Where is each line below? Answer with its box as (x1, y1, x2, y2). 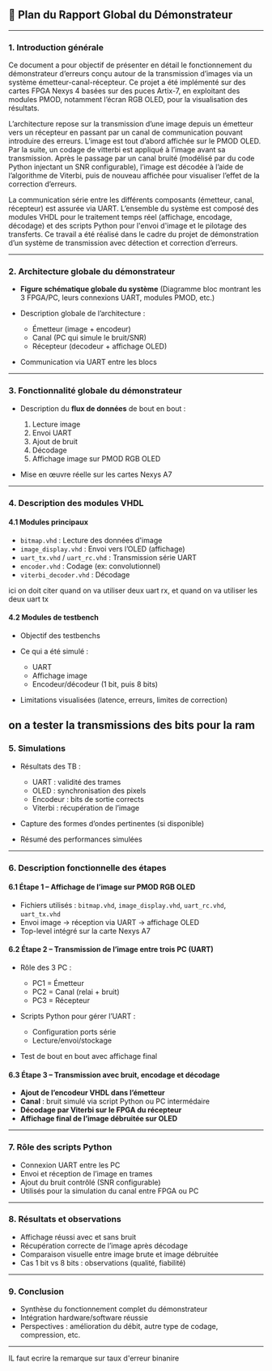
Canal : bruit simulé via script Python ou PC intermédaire (19, 1096, 210, 1107)
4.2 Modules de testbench (8, 613, 99, 623)
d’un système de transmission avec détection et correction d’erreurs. (8, 238, 239, 248)
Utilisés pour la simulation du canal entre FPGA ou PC (19, 1185, 199, 1196)
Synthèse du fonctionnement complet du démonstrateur (19, 1305, 208, 1314)
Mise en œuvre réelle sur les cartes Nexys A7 (19, 469, 172, 479)
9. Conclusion (8, 1286, 65, 1297)
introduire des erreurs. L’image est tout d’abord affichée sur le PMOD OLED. (8, 136, 261, 146)
